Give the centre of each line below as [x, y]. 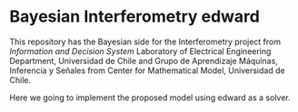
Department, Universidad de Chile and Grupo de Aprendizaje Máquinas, [144, 61]
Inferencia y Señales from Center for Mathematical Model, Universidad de [147, 70]
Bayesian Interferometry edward [135, 17]
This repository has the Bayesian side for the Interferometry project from [145, 42]
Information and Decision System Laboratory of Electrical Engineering [140, 51]
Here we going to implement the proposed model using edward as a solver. [150, 98]
